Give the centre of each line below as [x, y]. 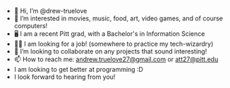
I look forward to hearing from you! [65, 77]
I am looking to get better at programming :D [78, 69]
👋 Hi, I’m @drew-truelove [50, 11]
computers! [31, 26]
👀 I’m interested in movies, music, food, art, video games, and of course [119, 18]
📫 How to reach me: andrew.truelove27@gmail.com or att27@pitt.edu [116, 59]
